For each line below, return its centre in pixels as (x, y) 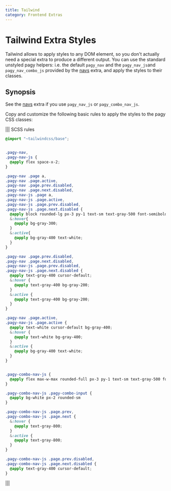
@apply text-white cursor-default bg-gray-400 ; (61, 328)
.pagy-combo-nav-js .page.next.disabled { (51, 464)
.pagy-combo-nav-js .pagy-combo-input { (49, 393)
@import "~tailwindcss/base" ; (37, 139)
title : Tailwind (22, 10)
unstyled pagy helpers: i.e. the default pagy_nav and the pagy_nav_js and (80, 65)
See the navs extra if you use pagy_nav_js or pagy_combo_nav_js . (73, 104)
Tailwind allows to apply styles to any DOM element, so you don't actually (82, 54)
